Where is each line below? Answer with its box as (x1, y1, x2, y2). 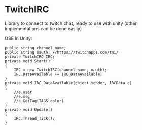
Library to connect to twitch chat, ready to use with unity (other (5, 20, 137, 26)
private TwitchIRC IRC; (5, 54, 55, 59)
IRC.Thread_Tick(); (14, 116, 55, 121)
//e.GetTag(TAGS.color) (14, 98, 64, 103)
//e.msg (14, 94, 30, 99)
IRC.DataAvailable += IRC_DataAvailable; (14, 72, 102, 77)
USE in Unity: (5, 35, 32, 41)
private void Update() (5, 107, 53, 112)
